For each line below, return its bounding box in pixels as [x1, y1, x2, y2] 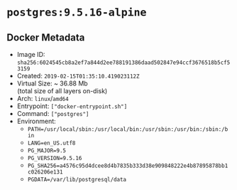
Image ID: [16, 51, 45, 58]
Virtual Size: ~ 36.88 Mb [16, 79, 88, 88]
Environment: [16, 117, 56, 125]
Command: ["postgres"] [16, 110, 89, 117]
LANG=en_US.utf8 [27, 139, 76, 147]
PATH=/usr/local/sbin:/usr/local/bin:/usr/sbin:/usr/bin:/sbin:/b [27, 126, 228, 133]
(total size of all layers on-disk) [16, 87, 108, 95]
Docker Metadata [6, 31, 85, 43]
